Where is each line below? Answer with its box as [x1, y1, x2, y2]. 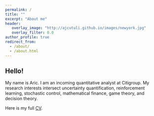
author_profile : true [5, 35, 50, 40]
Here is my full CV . [5, 105, 43, 111]
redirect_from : [5, 39, 36, 44]
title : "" [5, 12, 26, 17]
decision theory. [5, 96, 38, 102]
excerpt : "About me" [5, 16, 48, 21]
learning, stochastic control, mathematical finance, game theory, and [5, 90, 145, 96]
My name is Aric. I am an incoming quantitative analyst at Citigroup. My [5, 80, 150, 86]
